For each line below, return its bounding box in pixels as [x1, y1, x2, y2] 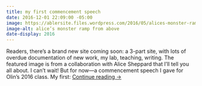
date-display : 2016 [6, 31, 55, 37]
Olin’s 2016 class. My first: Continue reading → [6, 73, 122, 81]
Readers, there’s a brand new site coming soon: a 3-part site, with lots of [6, 48, 186, 55]
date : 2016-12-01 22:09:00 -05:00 [6, 14, 93, 20]
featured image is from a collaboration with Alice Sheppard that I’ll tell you [6, 61, 189, 68]
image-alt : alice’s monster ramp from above [6, 25, 120, 32]
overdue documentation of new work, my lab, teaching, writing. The [6, 54, 174, 61]
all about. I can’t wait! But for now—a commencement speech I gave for [6, 67, 183, 74]
